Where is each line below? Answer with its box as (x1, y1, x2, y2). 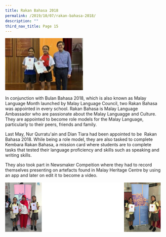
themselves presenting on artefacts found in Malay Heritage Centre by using (5, 167, 161, 173)
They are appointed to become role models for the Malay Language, (5, 117, 144, 122)
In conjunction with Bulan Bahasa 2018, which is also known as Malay (5, 95, 147, 101)
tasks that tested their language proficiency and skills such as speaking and (5, 147, 160, 153)
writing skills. (5, 152, 32, 158)
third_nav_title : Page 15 (5, 24, 58, 29)
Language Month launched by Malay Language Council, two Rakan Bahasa (5, 101, 158, 107)
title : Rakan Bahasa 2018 (5, 8, 58, 13)
